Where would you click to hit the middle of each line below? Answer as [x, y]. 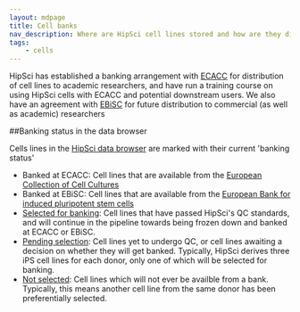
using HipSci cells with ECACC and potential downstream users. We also [142, 95]
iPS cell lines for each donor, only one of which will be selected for [145, 260]
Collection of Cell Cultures [71, 185]
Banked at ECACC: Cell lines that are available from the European [142, 176]
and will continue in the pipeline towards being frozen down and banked [154, 223]
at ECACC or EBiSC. [58, 232]
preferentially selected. [64, 299]
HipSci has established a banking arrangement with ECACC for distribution [146, 76]
